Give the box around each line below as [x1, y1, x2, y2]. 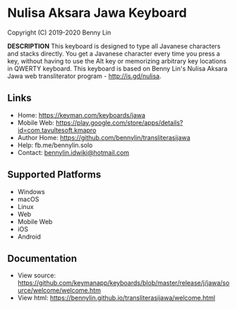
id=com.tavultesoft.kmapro [17, 125, 97, 134]
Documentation [7, 252, 78, 265]
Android [17, 232, 41, 241]
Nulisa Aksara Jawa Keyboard [7, 5, 187, 21]
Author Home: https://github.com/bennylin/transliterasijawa [17, 133, 190, 141]
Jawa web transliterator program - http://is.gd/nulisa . [7, 72, 162, 80]
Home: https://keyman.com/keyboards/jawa [17, 111, 146, 119]
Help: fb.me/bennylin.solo [17, 141, 93, 149]
